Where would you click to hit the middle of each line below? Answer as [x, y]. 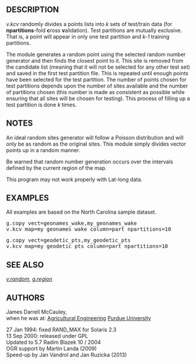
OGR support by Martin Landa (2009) [52, 349]
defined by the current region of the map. [57, 167]
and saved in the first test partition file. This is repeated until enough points [97, 73]
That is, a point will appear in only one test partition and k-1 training [88, 36]
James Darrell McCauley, [37, 312]
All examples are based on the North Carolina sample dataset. [81, 212]
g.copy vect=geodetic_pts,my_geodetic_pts [68, 240]
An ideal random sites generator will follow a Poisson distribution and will [95, 137]
